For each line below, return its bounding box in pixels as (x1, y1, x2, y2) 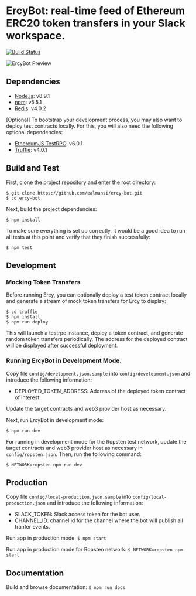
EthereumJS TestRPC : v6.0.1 (14, 139, 83, 147)
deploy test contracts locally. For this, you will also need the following (6, 122, 174, 130)
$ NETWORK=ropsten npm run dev (6, 462, 82, 468)
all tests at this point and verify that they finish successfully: (6, 233, 151, 240)
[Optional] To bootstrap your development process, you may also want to (6, 116, 183, 123)
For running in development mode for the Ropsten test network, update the (6, 438, 187, 445)
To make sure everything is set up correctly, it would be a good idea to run (6, 227, 185, 234)
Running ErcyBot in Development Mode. (6, 356, 122, 365)
